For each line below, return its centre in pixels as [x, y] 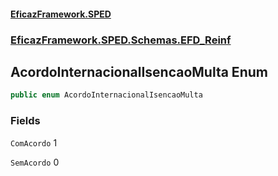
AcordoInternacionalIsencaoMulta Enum [139, 71]
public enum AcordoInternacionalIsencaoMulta [106, 95]
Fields [25, 121]
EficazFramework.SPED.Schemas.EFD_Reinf [121, 40]
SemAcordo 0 [35, 162]
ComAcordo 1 [34, 142]
